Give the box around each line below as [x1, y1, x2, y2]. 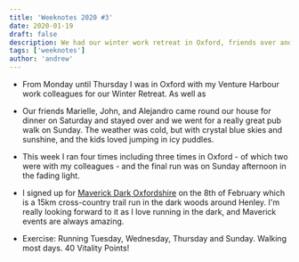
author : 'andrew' [9, 54, 74, 63]
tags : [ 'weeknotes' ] [9, 46, 86, 55]
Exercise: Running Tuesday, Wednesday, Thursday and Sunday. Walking [21, 233, 287, 243]
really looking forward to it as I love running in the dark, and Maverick [21, 207, 277, 217]
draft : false [9, 29, 58, 38]
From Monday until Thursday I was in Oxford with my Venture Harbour [21, 79, 280, 89]
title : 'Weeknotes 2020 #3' [9, 12, 114, 22]
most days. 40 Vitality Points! [21, 242, 130, 253]
